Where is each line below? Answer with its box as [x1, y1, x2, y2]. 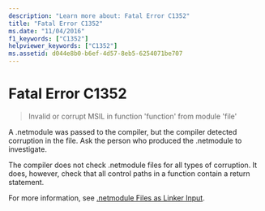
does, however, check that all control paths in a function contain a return [8, 168, 250, 179]
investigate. [8, 144, 47, 154]
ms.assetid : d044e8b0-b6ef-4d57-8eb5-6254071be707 [8, 50, 183, 58]
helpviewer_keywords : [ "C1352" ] [8, 42, 118, 50]
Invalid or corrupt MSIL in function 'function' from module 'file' [28, 111, 237, 121]
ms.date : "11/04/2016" [8, 27, 85, 35]
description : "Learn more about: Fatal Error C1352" [8, 11, 190, 20]
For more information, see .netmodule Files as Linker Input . [8, 192, 205, 203]
